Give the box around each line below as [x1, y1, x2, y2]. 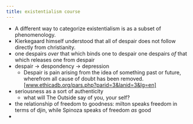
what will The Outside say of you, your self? [23, 94, 130, 101]
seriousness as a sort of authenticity [14, 87, 104, 94]
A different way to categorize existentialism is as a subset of [14, 25, 161, 32]
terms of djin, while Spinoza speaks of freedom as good [14, 106, 152, 113]
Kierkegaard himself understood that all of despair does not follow [14, 37, 176, 44]
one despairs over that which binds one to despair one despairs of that [14, 50, 188, 57]
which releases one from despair [14, 56, 95, 63]
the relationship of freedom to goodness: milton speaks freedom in [14, 100, 178, 107]
